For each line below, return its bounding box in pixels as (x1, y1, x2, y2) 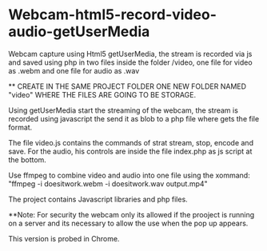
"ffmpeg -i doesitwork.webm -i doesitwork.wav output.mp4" (8, 178, 208, 189)
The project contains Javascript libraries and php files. (8, 194, 188, 204)
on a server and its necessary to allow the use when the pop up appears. (8, 218, 249, 228)
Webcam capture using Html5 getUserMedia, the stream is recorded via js (8, 49, 253, 58)
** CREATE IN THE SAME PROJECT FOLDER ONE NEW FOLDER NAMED (8, 82, 246, 91)
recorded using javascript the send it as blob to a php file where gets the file (8, 114, 260, 123)
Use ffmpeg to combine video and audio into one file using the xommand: (8, 170, 250, 180)
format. (8, 122, 33, 132)
